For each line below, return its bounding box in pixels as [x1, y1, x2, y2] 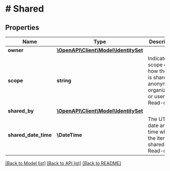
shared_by [8, 107, 34, 114]
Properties [5, 23, 39, 32]
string [56, 77, 72, 84]
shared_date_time [8, 132, 52, 138]
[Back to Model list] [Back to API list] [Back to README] [5, 160, 121, 166]
